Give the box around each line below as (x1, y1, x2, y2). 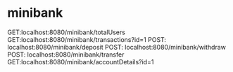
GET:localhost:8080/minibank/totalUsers (7, 28, 125, 36)
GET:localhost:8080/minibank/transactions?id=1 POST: (7, 35, 167, 43)
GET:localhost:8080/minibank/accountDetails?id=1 (7, 57, 154, 66)
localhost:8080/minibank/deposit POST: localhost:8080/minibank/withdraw (7, 43, 227, 51)
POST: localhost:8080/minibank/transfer (7, 50, 125, 59)
